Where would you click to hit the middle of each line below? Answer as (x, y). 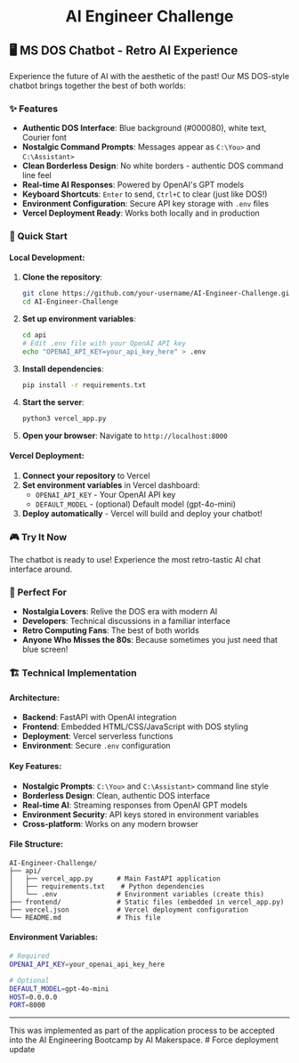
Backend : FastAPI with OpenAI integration (99, 718)
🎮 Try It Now (38, 537)
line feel (36, 175)
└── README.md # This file (85, 917)
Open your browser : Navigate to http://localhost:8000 (125, 435)
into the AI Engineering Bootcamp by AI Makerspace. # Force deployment (144, 1040)
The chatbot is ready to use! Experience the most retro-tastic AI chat (135, 560)
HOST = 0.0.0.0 (33, 997)
